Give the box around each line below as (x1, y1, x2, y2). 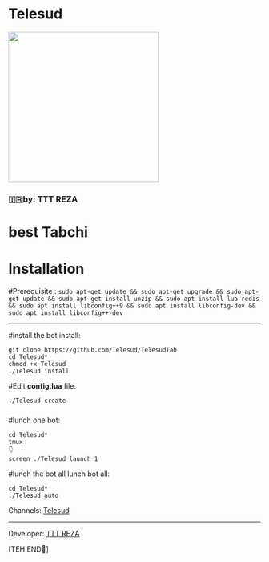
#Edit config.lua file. (8, 381, 77, 390)
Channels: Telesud (8, 505, 70, 515)
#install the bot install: (8, 330, 81, 340)
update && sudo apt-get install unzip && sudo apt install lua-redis (22, 295, 260, 303)
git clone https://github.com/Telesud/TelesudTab (8, 346, 178, 354)
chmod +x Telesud (8, 360, 66, 368)
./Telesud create (8, 397, 66, 405)
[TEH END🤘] (8, 544, 50, 554)
